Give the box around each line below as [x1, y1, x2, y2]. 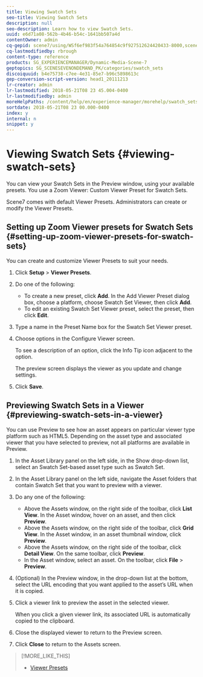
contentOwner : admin [6, 37, 59, 43]
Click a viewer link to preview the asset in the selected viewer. [14, 599, 170, 606]
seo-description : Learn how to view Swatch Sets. [6, 25, 134, 32]
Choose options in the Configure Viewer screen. [14, 335, 135, 342]
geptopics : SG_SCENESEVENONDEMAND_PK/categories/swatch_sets [6, 65, 164, 71]
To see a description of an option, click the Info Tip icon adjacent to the [14, 346, 193, 354]
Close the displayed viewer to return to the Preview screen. [14, 629, 163, 636]
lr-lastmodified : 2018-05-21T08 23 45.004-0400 [6, 88, 129, 94]
